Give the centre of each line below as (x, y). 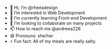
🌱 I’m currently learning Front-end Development (58, 18)
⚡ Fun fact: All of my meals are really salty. (53, 41)
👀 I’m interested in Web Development (47, 13)
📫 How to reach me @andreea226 (45, 29)
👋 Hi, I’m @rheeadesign (34, 8)
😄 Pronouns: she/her (31, 36)
